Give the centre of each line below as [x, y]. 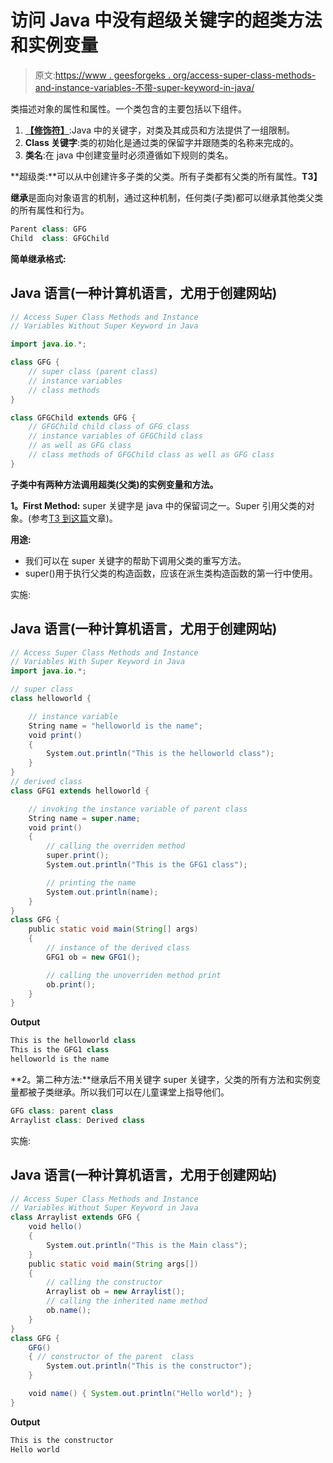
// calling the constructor [104, 1282]
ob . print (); [71, 984]
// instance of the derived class [118, 948]
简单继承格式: [38, 258]
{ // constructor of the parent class [111, 1357]
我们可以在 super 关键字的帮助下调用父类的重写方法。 [135, 560]
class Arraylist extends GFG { [75, 1217]
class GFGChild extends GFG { [73, 417]
